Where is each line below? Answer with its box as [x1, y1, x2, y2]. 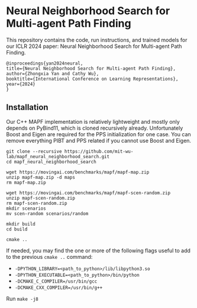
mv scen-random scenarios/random [6, 210, 89, 217]
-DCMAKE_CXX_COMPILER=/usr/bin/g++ [14, 284, 103, 291]
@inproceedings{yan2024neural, [6, 60, 83, 66]
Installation [6, 102, 49, 113]
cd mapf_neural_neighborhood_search [6, 159, 96, 165]
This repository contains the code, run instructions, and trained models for [6, 36, 188, 43]
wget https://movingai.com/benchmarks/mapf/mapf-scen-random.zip [6, 190, 170, 196]
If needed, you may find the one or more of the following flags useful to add [6, 247, 191, 254]
